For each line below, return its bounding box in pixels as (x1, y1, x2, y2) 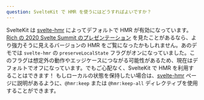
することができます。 (6, 87, 60, 94)
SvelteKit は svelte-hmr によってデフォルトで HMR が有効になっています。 (6, 26, 192, 33)
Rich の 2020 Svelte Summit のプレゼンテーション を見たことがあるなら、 (6, 34, 192, 41)
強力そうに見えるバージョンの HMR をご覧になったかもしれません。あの (11, 41, 192, 48)
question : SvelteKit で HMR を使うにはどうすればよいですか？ (6, 8, 152, 15)
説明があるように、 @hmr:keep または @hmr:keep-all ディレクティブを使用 (16, 79, 199, 87)
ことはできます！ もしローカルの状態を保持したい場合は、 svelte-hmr (11, 72, 185, 79)
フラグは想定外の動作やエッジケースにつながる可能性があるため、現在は (11, 56, 193, 64)
